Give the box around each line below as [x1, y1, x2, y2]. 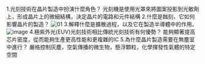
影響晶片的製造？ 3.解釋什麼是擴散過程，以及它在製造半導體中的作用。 [6, 21, 198, 27]
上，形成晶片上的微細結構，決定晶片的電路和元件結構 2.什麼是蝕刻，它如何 [6, 13, 195, 20]
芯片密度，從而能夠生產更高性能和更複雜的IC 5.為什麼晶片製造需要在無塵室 [6, 36, 195, 43]
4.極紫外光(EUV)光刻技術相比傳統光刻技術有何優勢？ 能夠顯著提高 [29, 28, 196, 35]
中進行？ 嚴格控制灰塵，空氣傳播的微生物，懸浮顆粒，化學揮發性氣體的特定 [6, 43, 196, 51]
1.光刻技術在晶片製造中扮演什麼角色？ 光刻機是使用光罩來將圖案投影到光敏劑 [6, 5, 199, 12]
